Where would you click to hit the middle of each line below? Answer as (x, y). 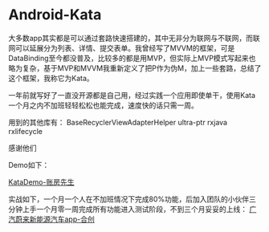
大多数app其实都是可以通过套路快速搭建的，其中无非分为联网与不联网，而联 (134, 38)
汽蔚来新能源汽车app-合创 (51, 219)
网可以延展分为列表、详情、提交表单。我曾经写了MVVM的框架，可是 (122, 48)
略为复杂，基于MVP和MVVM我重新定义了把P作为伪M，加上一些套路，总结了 (135, 68)
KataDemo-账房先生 (41, 181)
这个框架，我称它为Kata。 (51, 78)
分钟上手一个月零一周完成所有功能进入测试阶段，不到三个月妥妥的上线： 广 (132, 209)
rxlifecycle (25, 131)
